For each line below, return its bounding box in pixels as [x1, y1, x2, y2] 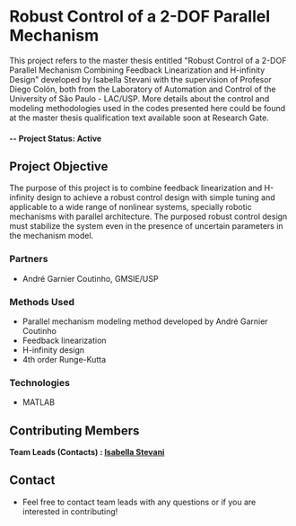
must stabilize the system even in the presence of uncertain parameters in [9, 221, 284, 232]
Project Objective [9, 159, 109, 174]
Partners [9, 253, 48, 266]
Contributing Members [9, 423, 140, 438]
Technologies [9, 376, 70, 389]
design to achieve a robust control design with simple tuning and [36, 192, 275, 203]
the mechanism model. [9, 231, 94, 241]
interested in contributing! [22, 505, 118, 517]
